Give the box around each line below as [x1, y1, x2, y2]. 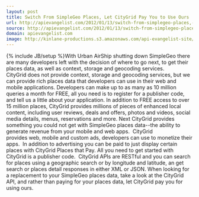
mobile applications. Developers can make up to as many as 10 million [6, 84, 176, 91]
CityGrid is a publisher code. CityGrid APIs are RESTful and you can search [6, 153, 191, 160]
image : [6, 36, 23, 42]
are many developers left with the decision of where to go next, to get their [6, 59, 188, 66]
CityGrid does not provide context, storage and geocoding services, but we [6, 72, 191, 78]
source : [6, 25, 25, 31]
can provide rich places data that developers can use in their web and [6, 77, 176, 85]
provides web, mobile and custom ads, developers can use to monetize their [6, 134, 192, 141]
